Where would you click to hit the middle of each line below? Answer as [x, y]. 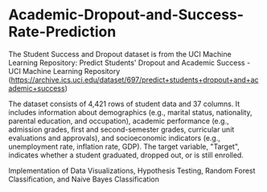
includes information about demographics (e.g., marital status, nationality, [130, 112]
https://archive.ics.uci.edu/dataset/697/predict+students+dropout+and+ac [135, 80]
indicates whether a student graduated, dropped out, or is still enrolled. [126, 155]
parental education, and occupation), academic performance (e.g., [119, 121]
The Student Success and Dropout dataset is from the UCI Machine [120, 54]
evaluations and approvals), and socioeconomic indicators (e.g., [115, 137]
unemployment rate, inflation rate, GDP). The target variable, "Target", [124, 146]
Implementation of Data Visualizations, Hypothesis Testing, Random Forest [132, 170]
